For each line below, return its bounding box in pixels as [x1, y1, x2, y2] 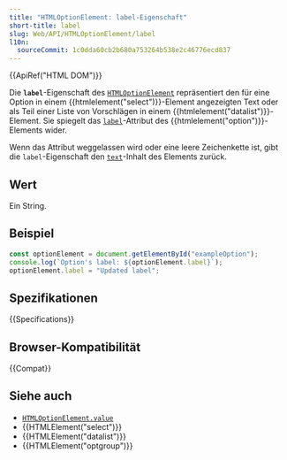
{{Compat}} [9, 364, 51, 373]
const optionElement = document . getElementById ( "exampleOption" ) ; [9, 249, 259, 258]
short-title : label [9, 21, 81, 30]
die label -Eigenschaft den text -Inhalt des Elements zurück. [9, 151, 227, 162]
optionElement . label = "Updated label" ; [9, 266, 161, 275]
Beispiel [9, 226, 55, 241]
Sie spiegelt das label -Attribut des [42, 116, 170, 126]
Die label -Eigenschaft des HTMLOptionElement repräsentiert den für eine [9, 88, 270, 98]
